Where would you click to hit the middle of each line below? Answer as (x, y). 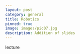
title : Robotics (22, 19)
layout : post (19, 10)
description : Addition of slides (40, 33)
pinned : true (19, 24)
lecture (13, 47)
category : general (24, 14)
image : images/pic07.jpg (31, 28)
